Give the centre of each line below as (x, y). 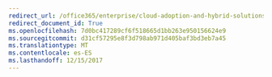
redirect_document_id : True (56, 23)
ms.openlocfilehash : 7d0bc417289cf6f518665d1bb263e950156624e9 (117, 30)
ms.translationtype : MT (49, 46)
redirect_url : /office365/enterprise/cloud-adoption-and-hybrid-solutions (137, 16)
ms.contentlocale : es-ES (50, 53)
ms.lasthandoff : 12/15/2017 (56, 61)
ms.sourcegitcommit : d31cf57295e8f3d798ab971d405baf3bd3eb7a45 (117, 38)
